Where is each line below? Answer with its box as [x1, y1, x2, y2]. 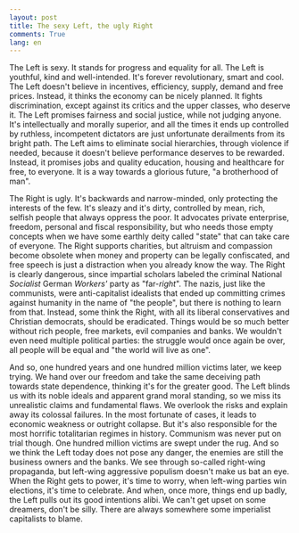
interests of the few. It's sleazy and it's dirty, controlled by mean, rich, [9, 202, 266, 214]
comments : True [9, 29, 66, 38]
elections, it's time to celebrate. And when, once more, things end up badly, [9, 485, 287, 496]
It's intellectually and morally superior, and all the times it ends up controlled [9, 119, 289, 130]
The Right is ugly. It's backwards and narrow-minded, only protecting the [9, 193, 278, 204]
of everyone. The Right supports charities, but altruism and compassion [9, 241, 273, 251]
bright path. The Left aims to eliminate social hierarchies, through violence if [9, 138, 289, 149]
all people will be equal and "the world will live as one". [9, 345, 212, 356]
